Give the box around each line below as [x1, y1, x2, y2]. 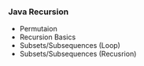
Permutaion [19, 24, 57, 34]
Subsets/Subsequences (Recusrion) [19, 49, 137, 59]
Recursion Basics [19, 32, 76, 42]
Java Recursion [8, 6, 69, 17]
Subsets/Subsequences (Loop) [19, 41, 120, 50]
